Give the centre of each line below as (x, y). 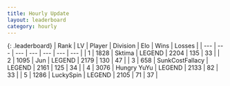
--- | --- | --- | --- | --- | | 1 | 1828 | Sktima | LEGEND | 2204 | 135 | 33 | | (117, 53)
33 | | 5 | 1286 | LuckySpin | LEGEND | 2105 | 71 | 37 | (83, 75)
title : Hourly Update (38, 13)
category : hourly (32, 26)
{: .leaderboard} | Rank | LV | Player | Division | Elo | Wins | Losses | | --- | (112, 46)
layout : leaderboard (37, 20)
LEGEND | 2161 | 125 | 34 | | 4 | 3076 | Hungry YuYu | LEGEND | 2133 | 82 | (113, 68)
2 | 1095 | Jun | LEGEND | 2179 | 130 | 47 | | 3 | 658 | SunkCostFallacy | (108, 61)
